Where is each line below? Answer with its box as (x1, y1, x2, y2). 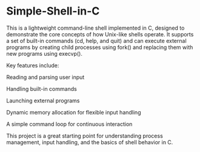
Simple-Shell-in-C (6, 4, 100, 18)
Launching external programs (6, 97, 80, 104)
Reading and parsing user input (6, 73, 85, 81)
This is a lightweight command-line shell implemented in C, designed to (6, 24, 185, 31)
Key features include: (6, 62, 59, 69)
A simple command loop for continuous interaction (6, 120, 133, 128)
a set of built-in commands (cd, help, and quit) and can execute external (6, 37, 187, 44)
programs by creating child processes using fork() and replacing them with (6, 44, 193, 51)
